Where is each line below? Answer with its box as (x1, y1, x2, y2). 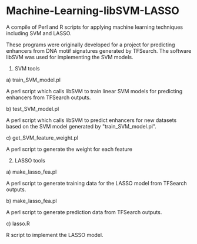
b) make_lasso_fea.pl (6, 197, 57, 204)
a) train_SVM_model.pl (6, 76, 61, 83)
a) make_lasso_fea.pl (6, 168, 57, 175)
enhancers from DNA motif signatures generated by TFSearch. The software (6, 47, 192, 54)
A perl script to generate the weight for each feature (6, 145, 132, 152)
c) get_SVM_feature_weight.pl (6, 134, 78, 141)
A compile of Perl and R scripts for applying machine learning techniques (6, 23, 183, 30)
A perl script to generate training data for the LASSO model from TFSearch (6, 179, 187, 187)
